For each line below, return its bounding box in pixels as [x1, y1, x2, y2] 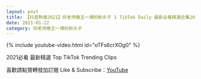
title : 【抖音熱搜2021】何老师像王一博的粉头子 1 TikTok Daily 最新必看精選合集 [6, 14, 190, 20]
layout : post [6, 8, 39, 15]
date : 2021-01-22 [6, 20, 50, 26]
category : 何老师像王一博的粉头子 [6, 25, 83, 31]
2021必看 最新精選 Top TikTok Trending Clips [6, 54, 117, 61]
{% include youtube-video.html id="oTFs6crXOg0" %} [6, 42, 141, 49]
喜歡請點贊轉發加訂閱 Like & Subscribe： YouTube [6, 67, 129, 74]
